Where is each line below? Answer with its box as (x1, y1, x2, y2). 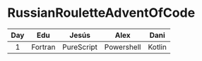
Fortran (31, 42, 56, 52)
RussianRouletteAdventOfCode (7, 5, 196, 21)
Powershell (104, 42, 141, 52)
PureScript (62, 42, 97, 52)
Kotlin (148, 42, 167, 52)
